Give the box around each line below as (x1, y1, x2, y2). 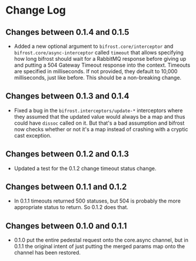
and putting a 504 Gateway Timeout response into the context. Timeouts (14, 61, 191, 68)
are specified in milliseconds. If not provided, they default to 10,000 (14, 68, 178, 74)
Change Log (5, 4, 66, 17)
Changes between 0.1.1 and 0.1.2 (5, 182, 127, 192)
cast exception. (14, 132, 52, 139)
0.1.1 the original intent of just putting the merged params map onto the (14, 243, 185, 250)
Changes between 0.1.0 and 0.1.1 (5, 221, 127, 231)
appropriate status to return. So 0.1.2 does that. (14, 204, 129, 211)
